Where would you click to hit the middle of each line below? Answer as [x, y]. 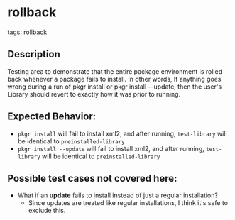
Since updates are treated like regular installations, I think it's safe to [128, 203]
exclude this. [47, 211]
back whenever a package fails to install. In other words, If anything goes [114, 79]
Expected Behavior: [52, 117]
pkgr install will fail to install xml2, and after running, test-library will [122, 133]
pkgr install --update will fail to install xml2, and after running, [111, 148]
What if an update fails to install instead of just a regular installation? [118, 195]
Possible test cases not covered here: [92, 178]
